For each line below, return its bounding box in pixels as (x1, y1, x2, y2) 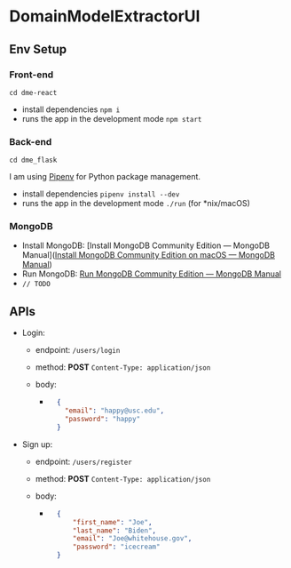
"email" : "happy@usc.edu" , (65, 406, 165, 415)
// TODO (21, 280, 51, 289)
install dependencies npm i (21, 104, 121, 115)
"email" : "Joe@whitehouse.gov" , (72, 534, 193, 543)
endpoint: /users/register (35, 456, 133, 467)
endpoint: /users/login (35, 345, 121, 356)
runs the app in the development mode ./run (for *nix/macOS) (21, 198, 251, 209)
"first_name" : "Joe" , (72, 517, 153, 526)
